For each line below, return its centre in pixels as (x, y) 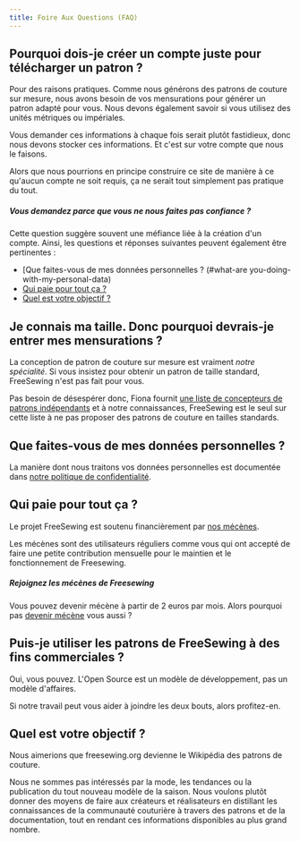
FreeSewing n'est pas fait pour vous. (77, 381)
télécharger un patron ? (76, 68)
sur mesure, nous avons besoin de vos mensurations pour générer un (137, 98)
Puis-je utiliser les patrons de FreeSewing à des (145, 644)
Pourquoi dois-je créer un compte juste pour (135, 54)
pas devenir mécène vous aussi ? (71, 615)
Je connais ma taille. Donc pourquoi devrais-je (142, 326)
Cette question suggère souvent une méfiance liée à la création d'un (136, 234)
